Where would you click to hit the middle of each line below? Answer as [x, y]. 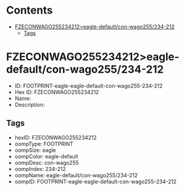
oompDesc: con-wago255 [47, 163]
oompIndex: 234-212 [40, 169]
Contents [30, 10]
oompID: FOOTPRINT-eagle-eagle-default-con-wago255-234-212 [95, 182]
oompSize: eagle [35, 150]
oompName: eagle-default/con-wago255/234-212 [76, 175]
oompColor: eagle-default [46, 156]
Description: [30, 105]
